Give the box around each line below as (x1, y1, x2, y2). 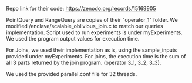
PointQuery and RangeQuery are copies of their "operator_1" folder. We (6, 16, 178, 23)
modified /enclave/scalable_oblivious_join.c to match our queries (6, 23, 163, 29)
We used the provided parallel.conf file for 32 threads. (6, 71, 137, 77)
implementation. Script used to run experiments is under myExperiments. (6, 29, 183, 36)
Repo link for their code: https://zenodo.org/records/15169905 (6, 5, 157, 12)
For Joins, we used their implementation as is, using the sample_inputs (6, 47, 177, 54)
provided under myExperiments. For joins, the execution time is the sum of (6, 53, 186, 59)
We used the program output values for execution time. (6, 35, 140, 42)
